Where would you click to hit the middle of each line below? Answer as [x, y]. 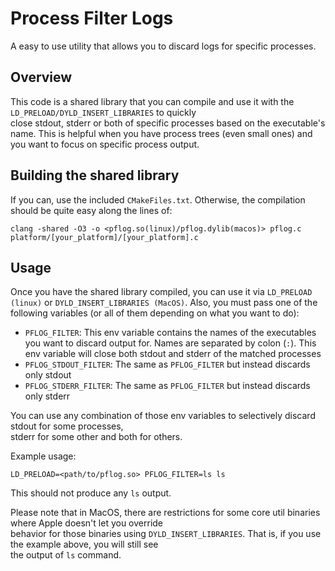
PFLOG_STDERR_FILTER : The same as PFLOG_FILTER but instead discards [167, 386]
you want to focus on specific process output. [105, 144]
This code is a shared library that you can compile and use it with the [152, 101]
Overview [41, 77]
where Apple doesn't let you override [87, 523]
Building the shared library [95, 175]
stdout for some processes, [67, 426]
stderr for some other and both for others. [96, 437]
